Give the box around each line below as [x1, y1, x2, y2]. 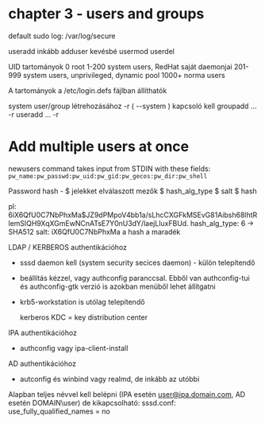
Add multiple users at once [8, 138, 189, 156]
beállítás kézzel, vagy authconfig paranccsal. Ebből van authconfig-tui [19, 273, 250, 282]
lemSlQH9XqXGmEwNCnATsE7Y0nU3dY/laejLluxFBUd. [8, 218, 189, 228]
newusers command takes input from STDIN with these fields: [8, 164, 211, 173]
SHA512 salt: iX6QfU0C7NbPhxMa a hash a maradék [8, 227, 181, 236]
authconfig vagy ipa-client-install [19, 343, 129, 352]
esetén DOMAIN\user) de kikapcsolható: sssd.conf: [8, 398, 176, 407]
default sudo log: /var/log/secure [8, 31, 116, 41]
